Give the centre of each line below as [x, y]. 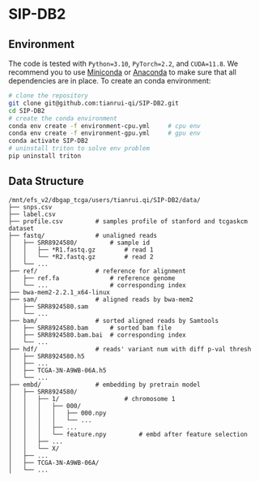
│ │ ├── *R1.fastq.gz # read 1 [81, 250]
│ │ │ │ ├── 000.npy [57, 413]
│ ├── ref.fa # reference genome [92, 278]
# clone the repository [49, 96]
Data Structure [47, 181]
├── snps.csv [30, 207]
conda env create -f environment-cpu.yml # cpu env [104, 126]
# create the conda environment [63, 118]
